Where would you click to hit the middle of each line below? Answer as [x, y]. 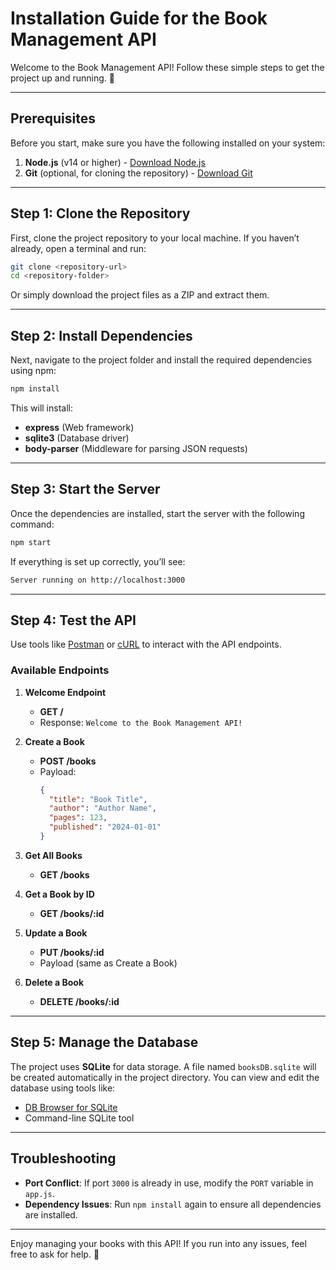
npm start [31, 542]
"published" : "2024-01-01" [105, 827]
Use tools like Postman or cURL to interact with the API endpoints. [146, 644]
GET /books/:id [72, 913]
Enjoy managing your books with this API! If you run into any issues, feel [158, 1243]
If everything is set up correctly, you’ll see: [98, 561]
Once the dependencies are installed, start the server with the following [157, 513]
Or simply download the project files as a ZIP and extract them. [140, 295]
